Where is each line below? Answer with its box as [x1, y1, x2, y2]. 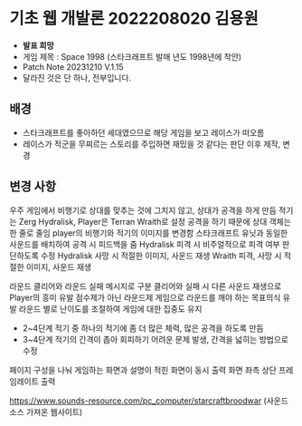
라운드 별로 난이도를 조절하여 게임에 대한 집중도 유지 [18, 303, 203, 314]
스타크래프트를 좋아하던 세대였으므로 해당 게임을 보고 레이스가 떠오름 [22, 127, 265, 138]
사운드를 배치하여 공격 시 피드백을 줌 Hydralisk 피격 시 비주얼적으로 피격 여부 [9, 238, 280, 249]
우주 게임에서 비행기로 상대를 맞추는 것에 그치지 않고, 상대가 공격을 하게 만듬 [9, 205, 278, 216]
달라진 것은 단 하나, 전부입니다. [22, 72, 132, 82]
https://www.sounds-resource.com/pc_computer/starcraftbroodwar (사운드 [9, 395, 289, 406]
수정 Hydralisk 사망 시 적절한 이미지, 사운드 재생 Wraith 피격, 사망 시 [40, 250, 282, 261]
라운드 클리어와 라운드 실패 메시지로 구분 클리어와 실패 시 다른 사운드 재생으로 [9, 280, 282, 291]
